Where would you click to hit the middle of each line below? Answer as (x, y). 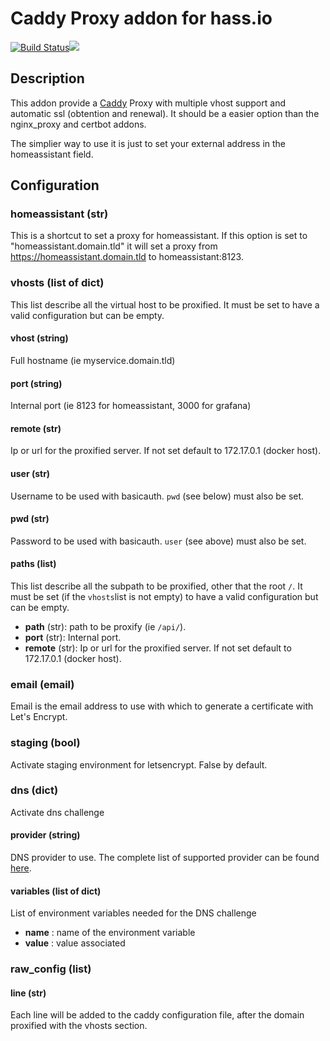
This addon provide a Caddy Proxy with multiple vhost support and (148, 103)
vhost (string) (39, 338)
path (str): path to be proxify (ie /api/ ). (105, 626)
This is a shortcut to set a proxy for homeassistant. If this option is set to (159, 236)
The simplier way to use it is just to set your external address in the (148, 143)
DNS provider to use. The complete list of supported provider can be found (165, 858)
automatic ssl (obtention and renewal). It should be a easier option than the (165, 113)
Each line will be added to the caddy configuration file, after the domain (157, 1015)
